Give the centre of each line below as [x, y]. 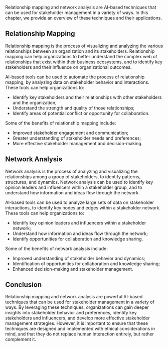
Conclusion [24, 285]
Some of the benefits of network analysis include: [56, 249]
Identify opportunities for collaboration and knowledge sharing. [78, 239]
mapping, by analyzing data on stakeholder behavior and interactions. [77, 82]
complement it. [21, 339]
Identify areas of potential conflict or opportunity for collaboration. [81, 113]
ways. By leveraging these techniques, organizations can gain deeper [77, 307]
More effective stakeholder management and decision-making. [77, 143]
